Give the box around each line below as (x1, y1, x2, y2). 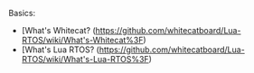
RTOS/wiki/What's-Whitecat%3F (21, 35, 144, 45)
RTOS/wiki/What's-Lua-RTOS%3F (21, 54, 150, 64)
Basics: (8, 8, 36, 18)
